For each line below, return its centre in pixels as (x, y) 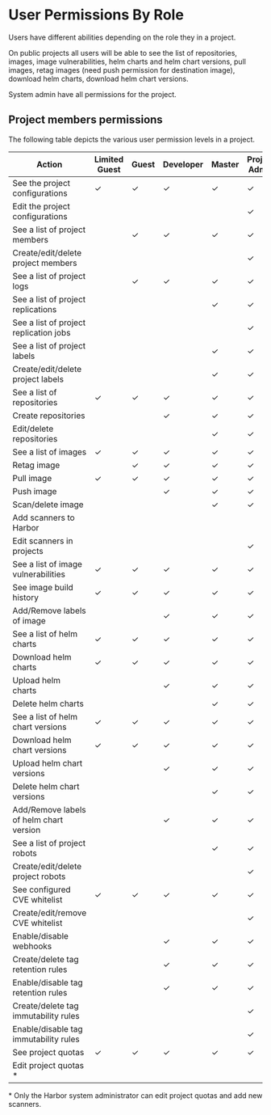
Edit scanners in (43, 541)
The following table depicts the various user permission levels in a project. (132, 139)
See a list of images (50, 452)
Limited (109, 159)
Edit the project (41, 206)
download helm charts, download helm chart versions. (99, 78)
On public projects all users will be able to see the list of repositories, (123, 53)
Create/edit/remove (50, 913)
